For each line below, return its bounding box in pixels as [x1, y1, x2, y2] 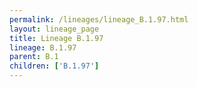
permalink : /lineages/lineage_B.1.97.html [9, 14, 189, 25]
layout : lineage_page [9, 24, 100, 34]
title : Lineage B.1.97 [9, 33, 104, 43]
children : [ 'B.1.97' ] [9, 61, 100, 71]
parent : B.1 [9, 52, 59, 62]
